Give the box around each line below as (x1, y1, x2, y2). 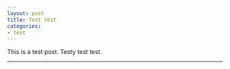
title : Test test (7, 16, 57, 23)
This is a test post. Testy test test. (7, 48, 103, 56)
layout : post (7, 10, 44, 17)
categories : (7, 23, 41, 29)
